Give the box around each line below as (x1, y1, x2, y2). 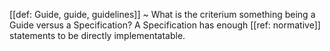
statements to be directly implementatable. (9, 30, 186, 41)
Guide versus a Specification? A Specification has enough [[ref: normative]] (9, 19, 321, 31)
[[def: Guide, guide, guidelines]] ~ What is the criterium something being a (9, 9, 316, 20)
